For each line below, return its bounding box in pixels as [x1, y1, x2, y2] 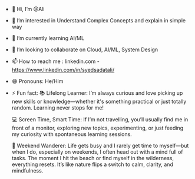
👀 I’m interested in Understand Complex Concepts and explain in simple [11, 17, 186, 24]
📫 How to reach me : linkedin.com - [11, 58, 100, 65]
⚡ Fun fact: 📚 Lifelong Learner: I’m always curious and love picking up [11, 89, 183, 97]
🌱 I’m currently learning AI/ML [11, 35, 84, 41]
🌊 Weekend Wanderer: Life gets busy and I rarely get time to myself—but [11, 142, 189, 149]
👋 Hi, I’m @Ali [11, 6, 45, 12]
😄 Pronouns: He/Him [11, 78, 64, 85]
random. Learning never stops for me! [11, 104, 104, 111]
